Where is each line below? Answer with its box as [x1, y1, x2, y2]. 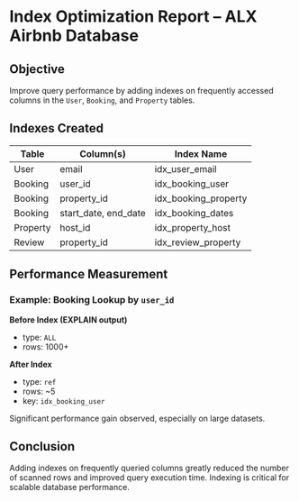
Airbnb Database [9, 25, 140, 46]
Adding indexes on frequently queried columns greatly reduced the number [9, 462, 290, 474]
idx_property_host [154, 221, 231, 233]
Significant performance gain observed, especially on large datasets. [9, 413, 266, 424]
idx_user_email [154, 162, 218, 175]
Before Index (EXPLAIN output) [9, 314, 128, 325]
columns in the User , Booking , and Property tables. [9, 95, 195, 105]
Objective [9, 61, 66, 77]
